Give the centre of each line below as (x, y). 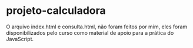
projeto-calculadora (56, 11)
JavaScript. (20, 39)
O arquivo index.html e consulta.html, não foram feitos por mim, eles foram (97, 27)
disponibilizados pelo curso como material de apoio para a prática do (90, 32)
